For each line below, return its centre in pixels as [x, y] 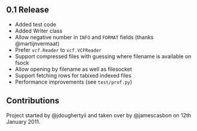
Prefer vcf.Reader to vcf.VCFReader [58, 50]
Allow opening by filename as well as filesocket [73, 69]
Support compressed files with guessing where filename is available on [103, 56]
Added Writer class [39, 31]
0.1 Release [28, 10]
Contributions [33, 101]
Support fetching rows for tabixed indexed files [73, 75]
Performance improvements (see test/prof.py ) [73, 82]
